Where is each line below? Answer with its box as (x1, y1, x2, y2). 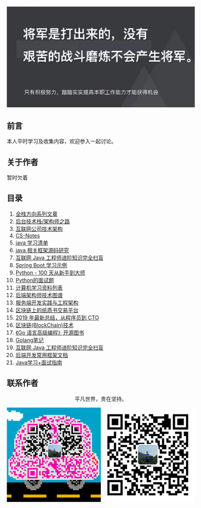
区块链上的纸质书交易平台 (15, 306, 79, 313)
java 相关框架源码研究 (15, 246, 69, 253)
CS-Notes (15, 232, 41, 239)
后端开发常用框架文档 (15, 351, 68, 358)
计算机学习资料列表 (15, 284, 63, 291)
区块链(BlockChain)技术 (15, 321, 74, 328)
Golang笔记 (15, 336, 44, 343)
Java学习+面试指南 (15, 359, 63, 366)
